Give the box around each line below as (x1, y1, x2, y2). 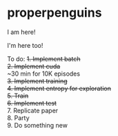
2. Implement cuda (7, 62, 61, 70)
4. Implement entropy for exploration (7, 84, 112, 92)
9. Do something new (7, 121, 68, 129)
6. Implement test (7, 99, 57, 107)
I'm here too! (7, 41, 43, 49)
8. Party (7, 113, 30, 122)
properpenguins (7, 5, 102, 21)
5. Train (7, 92, 29, 100)
